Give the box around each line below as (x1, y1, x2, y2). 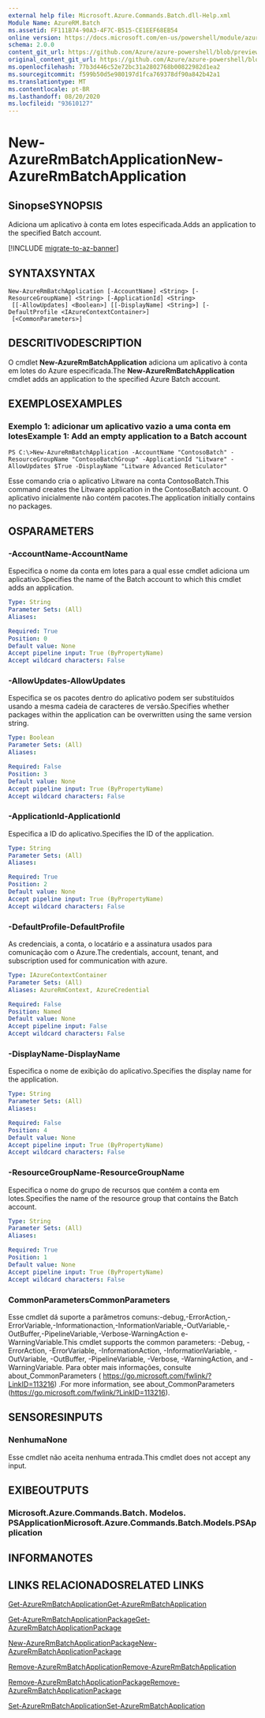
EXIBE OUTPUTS (8, 1483, 89, 1497)
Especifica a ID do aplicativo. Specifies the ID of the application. (8, 829, 215, 838)
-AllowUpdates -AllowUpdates (8, 675, 126, 686)
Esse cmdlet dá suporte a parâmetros (8, 1312, 130, 1321)
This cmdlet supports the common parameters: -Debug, (63, 1337, 245, 1346)
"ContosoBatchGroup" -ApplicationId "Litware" (71, 455, 227, 463)
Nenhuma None (8, 1434, 68, 1445)
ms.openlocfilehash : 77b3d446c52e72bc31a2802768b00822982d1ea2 (8, 63, 221, 71)
